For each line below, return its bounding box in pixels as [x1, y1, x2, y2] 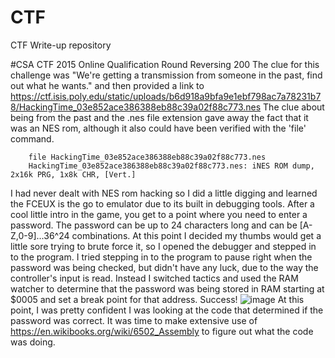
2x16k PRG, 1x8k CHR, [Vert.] [10, 169, 137, 180]
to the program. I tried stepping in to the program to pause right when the [10, 251, 313, 263]
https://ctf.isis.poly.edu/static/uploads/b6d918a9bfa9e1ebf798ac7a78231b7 [10, 90, 322, 102]
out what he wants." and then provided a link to [10, 79, 205, 91]
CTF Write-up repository [10, 39, 112, 51]
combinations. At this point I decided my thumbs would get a [71, 229, 322, 241]
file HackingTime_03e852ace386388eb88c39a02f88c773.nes [28, 152, 267, 162]
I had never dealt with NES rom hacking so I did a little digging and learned [10, 187, 318, 199]
